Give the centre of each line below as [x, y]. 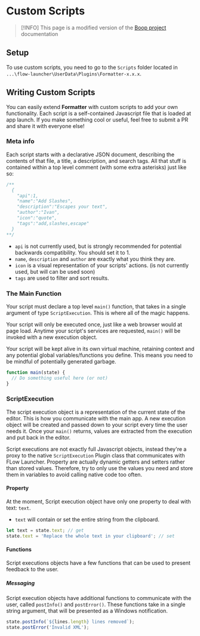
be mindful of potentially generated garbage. [61, 361]
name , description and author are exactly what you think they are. [95, 259]
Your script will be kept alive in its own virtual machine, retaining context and [100, 349]
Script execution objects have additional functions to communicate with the [99, 598]
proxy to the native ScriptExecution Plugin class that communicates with [96, 455]
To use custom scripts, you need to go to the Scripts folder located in [92, 67]
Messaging [21, 583]
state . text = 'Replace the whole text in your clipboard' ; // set [90, 536]
